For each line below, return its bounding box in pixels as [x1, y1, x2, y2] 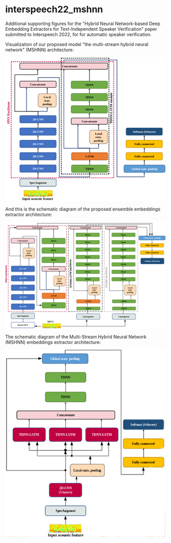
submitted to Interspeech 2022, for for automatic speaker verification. [5, 31, 152, 37]
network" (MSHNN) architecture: [5, 46, 74, 53]
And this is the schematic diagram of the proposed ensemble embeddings [5, 206, 161, 213]
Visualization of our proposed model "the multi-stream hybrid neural [5, 41, 149, 47]
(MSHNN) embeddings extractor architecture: [5, 339, 101, 345]
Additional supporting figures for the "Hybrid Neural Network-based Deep [5, 20, 160, 27]
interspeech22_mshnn [5, 4, 103, 15]
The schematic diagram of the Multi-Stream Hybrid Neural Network [5, 334, 147, 340]
